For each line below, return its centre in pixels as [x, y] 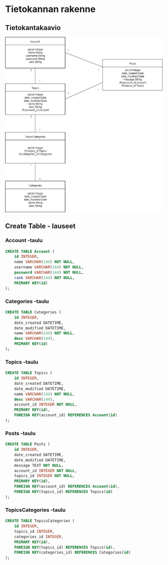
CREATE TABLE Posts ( [28, 444]
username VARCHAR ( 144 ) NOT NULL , [49, 267]
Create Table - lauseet [40, 226]
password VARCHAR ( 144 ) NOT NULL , [49, 273]
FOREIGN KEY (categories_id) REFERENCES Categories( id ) [72, 552]
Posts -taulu [20, 433]
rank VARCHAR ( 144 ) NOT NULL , [44, 278]
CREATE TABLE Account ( [30, 251]
